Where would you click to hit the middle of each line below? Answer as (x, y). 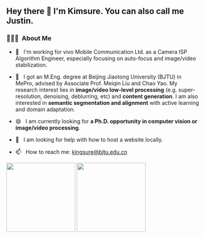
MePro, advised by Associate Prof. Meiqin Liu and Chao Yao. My (96, 83)
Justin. (20, 21)
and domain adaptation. (45, 109)
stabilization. (31, 64)
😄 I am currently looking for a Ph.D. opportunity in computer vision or (106, 121)
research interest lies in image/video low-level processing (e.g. (96, 90)
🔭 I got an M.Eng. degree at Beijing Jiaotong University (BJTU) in (98, 77)
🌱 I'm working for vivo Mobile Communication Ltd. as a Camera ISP (101, 52)
